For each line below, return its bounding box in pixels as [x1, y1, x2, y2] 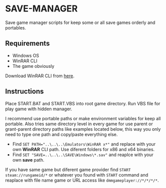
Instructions [5, 87, 44, 96]
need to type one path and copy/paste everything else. [5, 131, 118, 137]
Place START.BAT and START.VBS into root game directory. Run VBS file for [5, 100, 161, 106]
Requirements [5, 39, 50, 48]
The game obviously [12, 63, 55, 69]
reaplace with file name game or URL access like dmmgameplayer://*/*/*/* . [5, 177, 159, 183]
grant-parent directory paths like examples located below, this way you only [5, 126, 161, 132]
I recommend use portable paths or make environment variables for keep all [5, 115, 161, 121]
